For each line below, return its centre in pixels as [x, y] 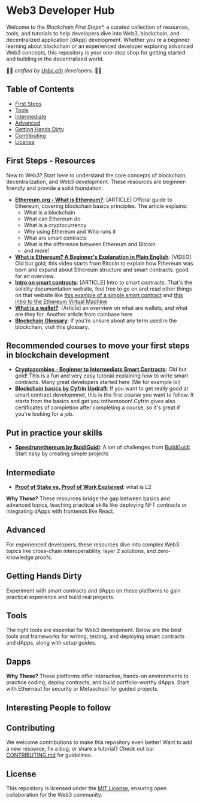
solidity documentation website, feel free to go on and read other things [103, 289]
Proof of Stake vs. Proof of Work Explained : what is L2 [83, 487]
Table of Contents [40, 90]
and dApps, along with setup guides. [51, 643]
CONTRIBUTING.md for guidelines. [49, 755]
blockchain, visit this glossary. [52, 327]
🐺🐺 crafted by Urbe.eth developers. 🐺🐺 [54, 70]
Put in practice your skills [54, 433]
